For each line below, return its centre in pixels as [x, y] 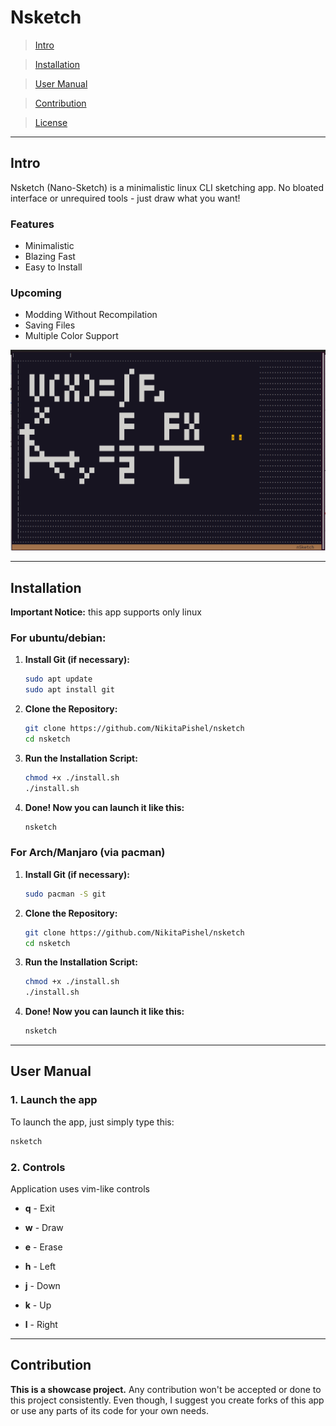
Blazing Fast [50, 257]
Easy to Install [53, 267]
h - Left [40, 1266]
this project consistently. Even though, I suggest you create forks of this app [167, 1400]
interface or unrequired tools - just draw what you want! [125, 198]
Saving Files [50, 325]
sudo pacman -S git [65, 894]
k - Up [38, 1305]
